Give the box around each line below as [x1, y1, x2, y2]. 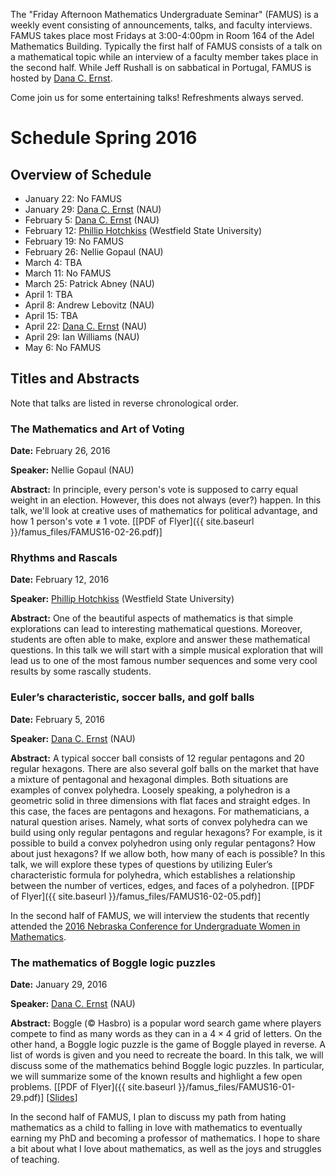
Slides [49, 1092, 75, 1103]
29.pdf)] [10, 1092, 45, 1103]
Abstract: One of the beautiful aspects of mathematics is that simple [10, 612, 294, 624]
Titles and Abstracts [10, 370, 140, 388]
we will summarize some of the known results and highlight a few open [10, 1070, 303, 1082]
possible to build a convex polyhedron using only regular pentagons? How [10, 837, 316, 849]
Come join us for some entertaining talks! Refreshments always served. [10, 92, 304, 103]
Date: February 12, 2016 [10, 574, 110, 586]
